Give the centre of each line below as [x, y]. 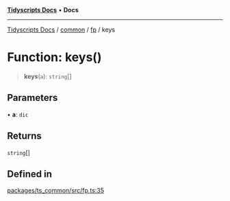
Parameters [33, 98]
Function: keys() [54, 57]
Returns [25, 136]
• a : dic [18, 114]
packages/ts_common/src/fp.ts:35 [56, 191]
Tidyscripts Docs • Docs [43, 10]
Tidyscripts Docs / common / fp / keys [61, 29]
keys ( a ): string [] [48, 76]
